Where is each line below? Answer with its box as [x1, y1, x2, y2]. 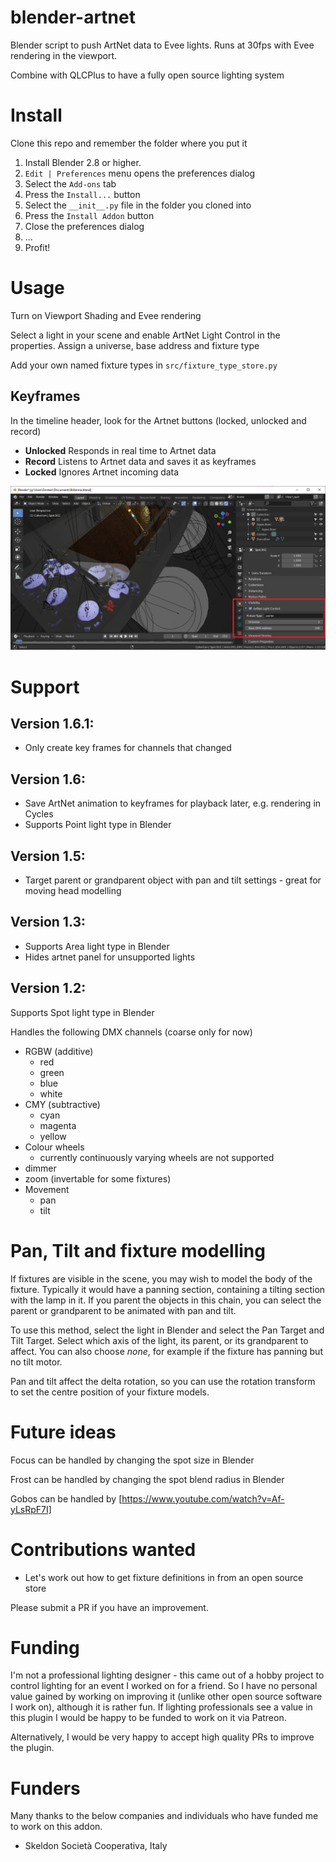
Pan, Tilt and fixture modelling [10, 1239, 266, 1262]
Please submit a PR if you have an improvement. [10, 1601, 209, 1613]
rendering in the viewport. [10, 49, 118, 61]
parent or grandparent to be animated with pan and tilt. [10, 1304, 237, 1316]
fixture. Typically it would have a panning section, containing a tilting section [10, 1283, 326, 1295]
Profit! [24, 241, 51, 253]
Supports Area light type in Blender [24, 940, 170, 952]
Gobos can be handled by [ [10, 1492, 123, 1505]
